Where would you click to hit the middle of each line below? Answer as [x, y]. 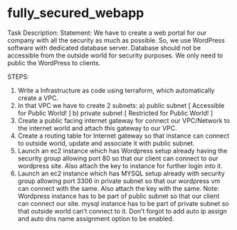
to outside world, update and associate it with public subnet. [106, 143]
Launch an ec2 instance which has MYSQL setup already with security [121, 173]
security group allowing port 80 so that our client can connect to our [118, 158]
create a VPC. [38, 98]
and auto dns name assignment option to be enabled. [96, 219]
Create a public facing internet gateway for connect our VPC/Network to [123, 120]
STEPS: [19, 77]
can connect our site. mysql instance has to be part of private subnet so [123, 203]
